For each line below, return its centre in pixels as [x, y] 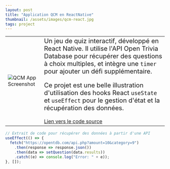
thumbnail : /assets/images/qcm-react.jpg [50, 19]
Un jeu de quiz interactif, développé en [101, 41]
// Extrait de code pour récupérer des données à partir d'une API [78, 134]
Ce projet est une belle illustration [94, 86]
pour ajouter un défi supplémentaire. [98, 72]
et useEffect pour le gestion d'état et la [102, 101]
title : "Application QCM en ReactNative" [50, 15]
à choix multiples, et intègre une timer [100, 64]
